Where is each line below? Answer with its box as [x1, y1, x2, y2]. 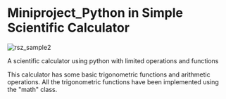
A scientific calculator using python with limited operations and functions [7, 56, 219, 65]
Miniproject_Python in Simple [7, 5, 184, 21]
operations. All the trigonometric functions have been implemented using [7, 77, 220, 86]
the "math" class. [7, 85, 58, 93]
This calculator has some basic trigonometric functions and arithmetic [7, 70, 211, 79]
